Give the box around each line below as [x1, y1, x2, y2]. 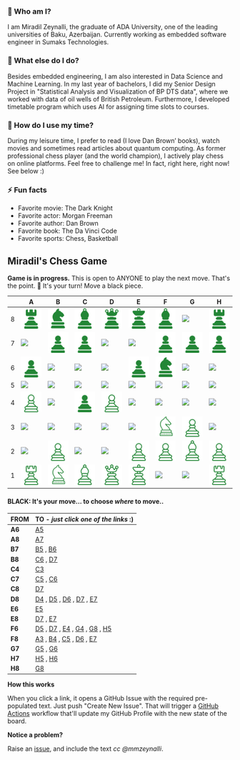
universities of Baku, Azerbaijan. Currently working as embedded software [7, 30, 227, 39]
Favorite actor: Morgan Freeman [17, 211, 113, 220]
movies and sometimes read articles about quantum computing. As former [7, 144, 226, 152]
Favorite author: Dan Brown [17, 219, 99, 228]
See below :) [7, 166, 45, 175]
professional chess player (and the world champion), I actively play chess [7, 151, 224, 160]
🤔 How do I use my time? [7, 120, 94, 130]
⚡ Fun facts [7, 185, 48, 195]
